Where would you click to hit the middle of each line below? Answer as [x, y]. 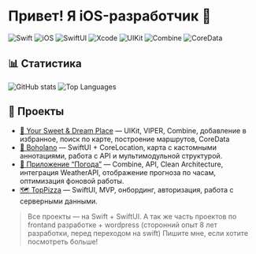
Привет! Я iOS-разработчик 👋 [109, 16]
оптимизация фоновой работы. [72, 181]
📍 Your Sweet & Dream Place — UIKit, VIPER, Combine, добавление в [133, 130]
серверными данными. [59, 201]
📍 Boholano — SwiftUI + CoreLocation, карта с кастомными [118, 147]
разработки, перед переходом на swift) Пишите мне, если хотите [138, 233]
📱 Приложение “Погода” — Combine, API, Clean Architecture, [121, 164]
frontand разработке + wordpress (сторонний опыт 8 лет [122, 225]
